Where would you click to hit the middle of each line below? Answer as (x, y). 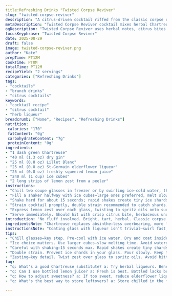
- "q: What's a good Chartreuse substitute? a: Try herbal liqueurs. (81, 267)
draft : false (19, 43)
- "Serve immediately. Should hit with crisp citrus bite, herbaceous (82, 214)
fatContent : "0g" (26, 133)
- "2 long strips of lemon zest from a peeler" (57, 181)
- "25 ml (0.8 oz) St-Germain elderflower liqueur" (61, 167)
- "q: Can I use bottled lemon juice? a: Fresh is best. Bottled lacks (83, 271)
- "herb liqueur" (24, 115)
